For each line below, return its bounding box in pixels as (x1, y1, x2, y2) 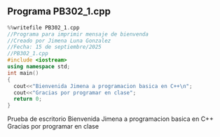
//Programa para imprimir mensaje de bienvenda (7, 31, 149, 38)
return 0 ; (13, 96, 42, 103)
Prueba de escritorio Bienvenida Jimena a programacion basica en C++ (7, 115, 214, 123)
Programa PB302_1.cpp (7, 6, 111, 17)
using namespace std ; (7, 63, 71, 71)
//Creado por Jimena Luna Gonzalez (7, 37, 111, 44)
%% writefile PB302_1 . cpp (7, 24, 80, 31)
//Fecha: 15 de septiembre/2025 (7, 43, 102, 51)
